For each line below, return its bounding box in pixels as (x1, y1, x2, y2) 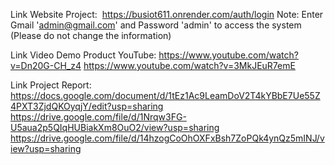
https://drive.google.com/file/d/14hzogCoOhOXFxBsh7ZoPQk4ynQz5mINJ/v (10, 132, 325, 144)
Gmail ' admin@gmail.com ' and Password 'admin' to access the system (10, 19, 302, 31)
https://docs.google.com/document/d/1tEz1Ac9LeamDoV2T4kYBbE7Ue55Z (10, 90, 321, 101)
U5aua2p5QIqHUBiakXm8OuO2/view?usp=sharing (10, 122, 220, 133)
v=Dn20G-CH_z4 (10, 60, 82, 71)
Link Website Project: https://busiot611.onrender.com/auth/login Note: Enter (10, 9, 324, 20)
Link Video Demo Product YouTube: (10, 49, 157, 61)
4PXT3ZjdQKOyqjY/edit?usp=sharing (10, 100, 164, 112)
